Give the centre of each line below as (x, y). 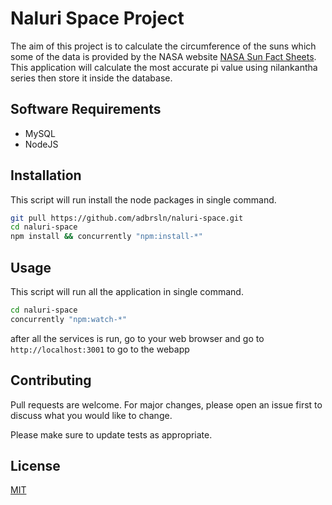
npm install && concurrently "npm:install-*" (106, 237)
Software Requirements (86, 109)
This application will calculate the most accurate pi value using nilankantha (164, 67)
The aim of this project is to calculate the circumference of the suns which (163, 46)
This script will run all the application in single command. (127, 291)
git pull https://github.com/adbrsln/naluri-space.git (127, 218)
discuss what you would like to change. (91, 415)
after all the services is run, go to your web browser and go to (137, 338)
